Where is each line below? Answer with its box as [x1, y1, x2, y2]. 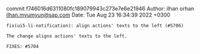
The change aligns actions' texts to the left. [6, 33, 128, 39]
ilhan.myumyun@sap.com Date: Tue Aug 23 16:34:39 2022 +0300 [6, 11, 171, 18]
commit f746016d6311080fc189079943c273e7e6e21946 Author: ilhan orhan [6, 5, 195, 12]
